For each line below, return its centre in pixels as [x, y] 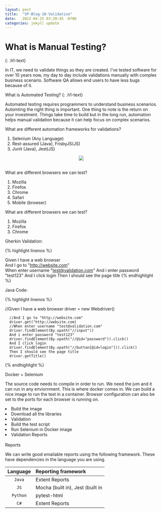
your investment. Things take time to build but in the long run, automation [78, 115]
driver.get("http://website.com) [43, 322]
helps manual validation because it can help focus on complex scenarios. [78, 120]
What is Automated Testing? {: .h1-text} [44, 95]
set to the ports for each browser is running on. [52, 399]
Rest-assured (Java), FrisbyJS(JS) [46, 144]
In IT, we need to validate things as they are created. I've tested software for [81, 70]
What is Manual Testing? [56, 47]
